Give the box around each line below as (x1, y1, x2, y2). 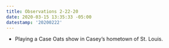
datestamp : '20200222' (6, 19, 62, 25)
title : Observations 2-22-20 (6, 8, 79, 15)
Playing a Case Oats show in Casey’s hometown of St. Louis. (14, 36, 164, 43)
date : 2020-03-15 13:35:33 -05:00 (6, 14, 92, 20)
